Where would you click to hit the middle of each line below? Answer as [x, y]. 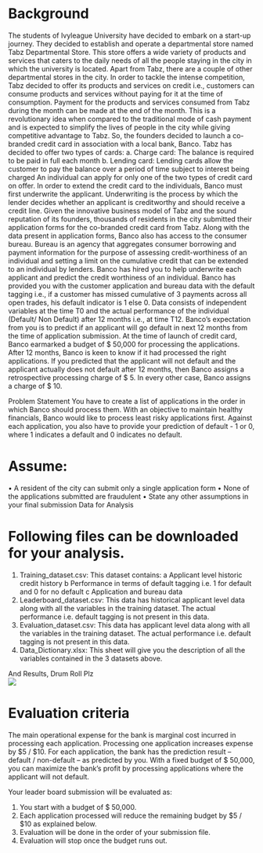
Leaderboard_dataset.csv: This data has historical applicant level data [132, 600]
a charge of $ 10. [35, 386]
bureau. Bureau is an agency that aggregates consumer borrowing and [122, 243]
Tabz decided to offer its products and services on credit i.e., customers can [131, 85]
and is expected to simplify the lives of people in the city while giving [119, 127]
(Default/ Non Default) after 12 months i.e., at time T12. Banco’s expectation [130, 319]
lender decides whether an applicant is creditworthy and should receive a [127, 202]
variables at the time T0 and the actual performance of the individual [119, 310]
